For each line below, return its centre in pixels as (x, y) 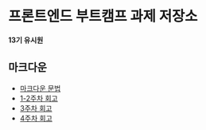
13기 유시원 (26, 40)
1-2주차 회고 (39, 98)
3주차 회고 (36, 108)
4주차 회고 (36, 118)
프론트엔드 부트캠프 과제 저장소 (103, 16)
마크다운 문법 (40, 88)
